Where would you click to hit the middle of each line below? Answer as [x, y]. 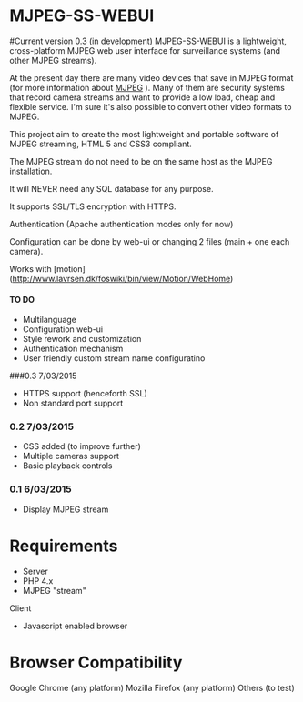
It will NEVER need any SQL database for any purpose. [111, 188]
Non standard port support [73, 403]
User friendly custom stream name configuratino [114, 358]
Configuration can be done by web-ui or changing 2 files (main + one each [150, 241]
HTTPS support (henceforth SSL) [85, 394]
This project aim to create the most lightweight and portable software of [144, 134]
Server [35, 571]
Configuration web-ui [62, 329]
